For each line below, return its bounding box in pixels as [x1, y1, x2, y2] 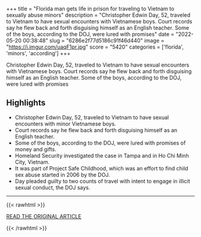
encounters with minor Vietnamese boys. [14, 120, 117, 127]
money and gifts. [14, 145, 57, 152]
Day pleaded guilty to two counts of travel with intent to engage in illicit [14, 177, 190, 185]
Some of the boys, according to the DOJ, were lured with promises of [14, 139, 186, 146]
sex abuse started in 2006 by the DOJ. [14, 171, 111, 178]
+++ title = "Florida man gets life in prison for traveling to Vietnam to [6, 5, 175, 12]
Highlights [6, 98, 46, 108]
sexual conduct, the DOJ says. [14, 184, 91, 191]
